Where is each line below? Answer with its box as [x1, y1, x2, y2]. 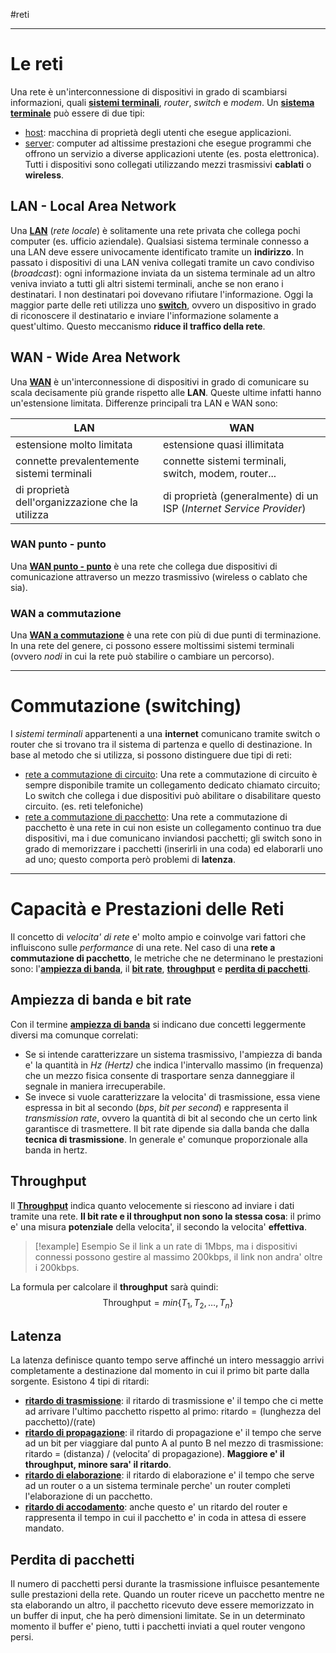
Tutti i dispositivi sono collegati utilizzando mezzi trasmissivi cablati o [24, 158, 312, 170]
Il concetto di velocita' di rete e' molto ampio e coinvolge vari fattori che [10, 931, 307, 943]
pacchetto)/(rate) [24, 1416, 97, 1428]
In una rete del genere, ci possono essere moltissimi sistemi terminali [10, 640, 295, 652]
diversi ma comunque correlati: [10, 1029, 139, 1041]
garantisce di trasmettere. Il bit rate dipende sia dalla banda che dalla [24, 1122, 310, 1134]
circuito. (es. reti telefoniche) [24, 800, 144, 813]
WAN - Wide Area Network [10, 349, 181, 366]
